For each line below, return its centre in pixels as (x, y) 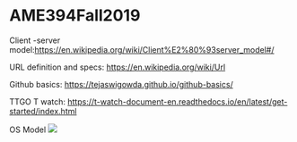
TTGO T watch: (37, 101)
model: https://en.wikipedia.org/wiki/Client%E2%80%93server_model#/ (142, 49)
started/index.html (43, 111)
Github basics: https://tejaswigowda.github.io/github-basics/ (121, 84)
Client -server (35, 40)
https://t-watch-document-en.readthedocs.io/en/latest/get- (177, 101)
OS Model (28, 129)
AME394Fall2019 (75, 16)
